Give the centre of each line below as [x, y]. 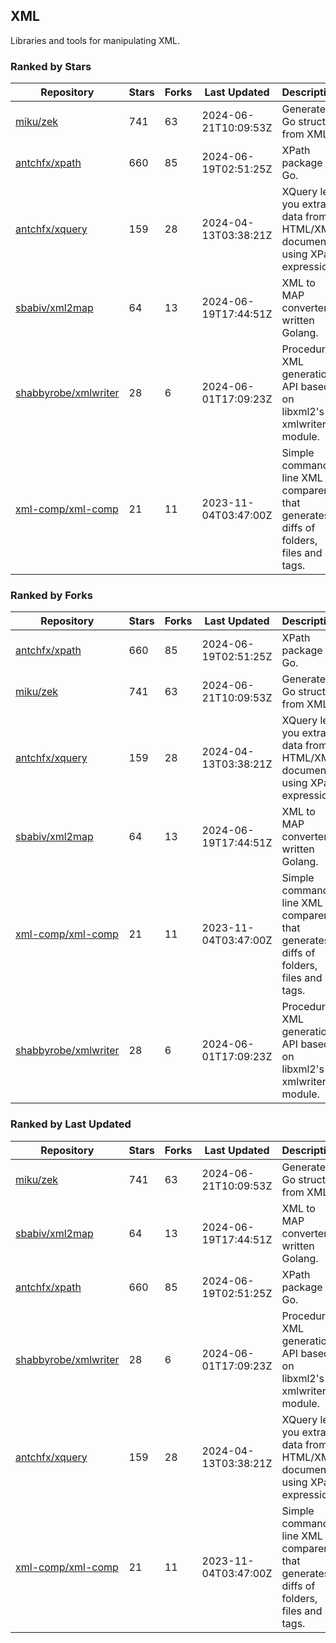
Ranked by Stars [51, 66]
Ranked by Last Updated [71, 1124]
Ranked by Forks [51, 596]
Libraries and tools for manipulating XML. [95, 40]
